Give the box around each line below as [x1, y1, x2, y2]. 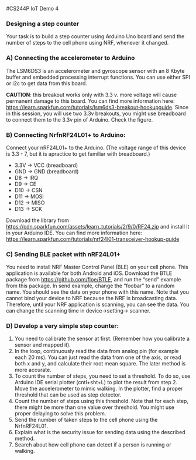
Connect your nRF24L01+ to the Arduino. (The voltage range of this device [6, 144, 186, 151]
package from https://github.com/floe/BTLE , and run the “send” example [6, 276, 181, 283]
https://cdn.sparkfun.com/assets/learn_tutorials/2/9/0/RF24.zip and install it [6, 223, 190, 230]
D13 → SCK [14, 205, 43, 212]
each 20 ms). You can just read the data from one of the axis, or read [14, 354, 181, 361]
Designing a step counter [6, 19, 80, 28]
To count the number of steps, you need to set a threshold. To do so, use [14, 372, 191, 380]
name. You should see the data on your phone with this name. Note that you [6, 288, 189, 296]
